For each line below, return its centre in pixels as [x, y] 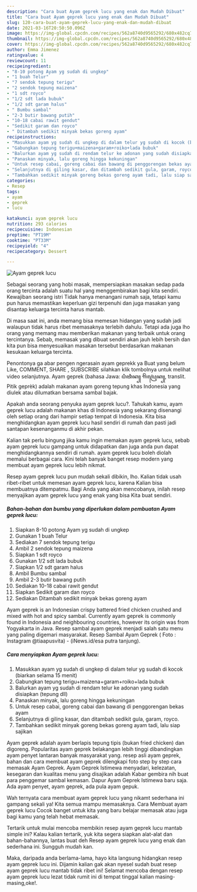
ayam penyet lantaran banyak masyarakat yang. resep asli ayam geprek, [94, 755]
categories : [21, 181]
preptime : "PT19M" [29, 235]
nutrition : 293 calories [37, 224]
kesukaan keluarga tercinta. [40, 352]
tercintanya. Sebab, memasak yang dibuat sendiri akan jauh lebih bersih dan [98, 339]
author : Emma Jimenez [33, 50]
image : [15, 33]
